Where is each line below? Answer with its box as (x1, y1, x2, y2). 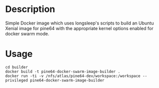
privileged (5, 77, 28, 83)
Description (5, 3, 55, 15)
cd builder (5, 64, 28, 69)
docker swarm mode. (5, 30, 49, 36)
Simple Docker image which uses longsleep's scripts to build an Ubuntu (5, 20, 154, 26)
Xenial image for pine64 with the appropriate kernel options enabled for (5, 25, 153, 31)
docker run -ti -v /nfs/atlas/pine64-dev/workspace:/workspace (5, 73, 141, 78)
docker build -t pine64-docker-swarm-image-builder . (5, 69, 121, 74)
